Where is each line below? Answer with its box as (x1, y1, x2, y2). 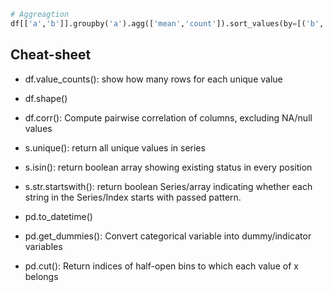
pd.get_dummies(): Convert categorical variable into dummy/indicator (24, 230, 312, 242)
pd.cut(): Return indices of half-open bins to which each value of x (24, 260, 299, 272)
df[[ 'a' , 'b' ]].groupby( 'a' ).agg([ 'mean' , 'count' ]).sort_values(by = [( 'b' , (10, 18, 325, 29)
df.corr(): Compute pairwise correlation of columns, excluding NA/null (24, 111, 313, 124)
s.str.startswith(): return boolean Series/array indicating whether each (24, 180, 313, 192)
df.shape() (24, 92, 68, 104)
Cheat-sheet (10, 46, 92, 64)
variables (24, 240, 63, 252)
